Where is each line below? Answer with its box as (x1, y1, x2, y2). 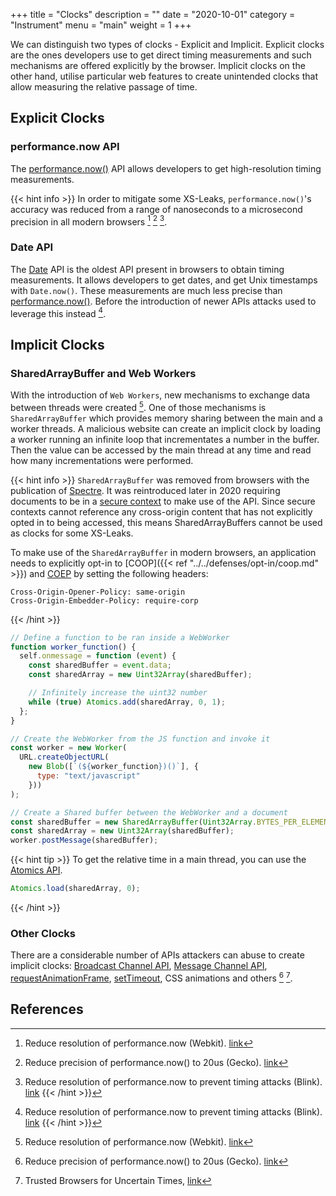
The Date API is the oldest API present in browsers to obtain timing (10, 263, 285, 275)
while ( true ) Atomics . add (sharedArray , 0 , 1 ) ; (28, 697, 226, 707)
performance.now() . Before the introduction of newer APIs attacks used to (10, 295, 317, 307)
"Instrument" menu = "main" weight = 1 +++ (10, 19, 192, 31)
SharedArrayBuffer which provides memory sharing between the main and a (10, 412, 323, 424)
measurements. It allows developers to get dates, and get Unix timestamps (10, 274, 318, 286)
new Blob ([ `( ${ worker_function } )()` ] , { (28, 762, 199, 772)
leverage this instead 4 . (10, 305, 107, 319)
